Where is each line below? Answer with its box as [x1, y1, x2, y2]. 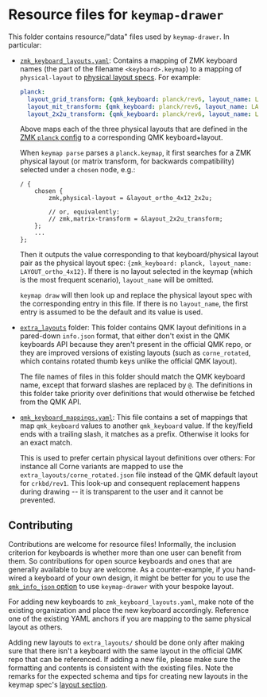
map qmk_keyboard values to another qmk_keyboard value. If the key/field [19, 421, 253, 430]
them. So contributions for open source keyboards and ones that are [8, 556, 233, 566]
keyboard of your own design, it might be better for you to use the [34, 573, 250, 583]
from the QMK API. [19, 397, 82, 406]
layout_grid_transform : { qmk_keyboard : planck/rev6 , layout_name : [27, 95, 252, 103]
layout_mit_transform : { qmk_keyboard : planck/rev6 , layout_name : [27, 102, 249, 110]
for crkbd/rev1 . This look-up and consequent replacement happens [19, 479, 241, 488]
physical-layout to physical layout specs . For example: [19, 72, 201, 82]
